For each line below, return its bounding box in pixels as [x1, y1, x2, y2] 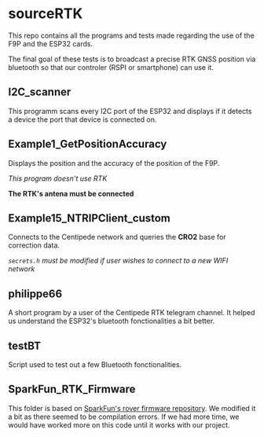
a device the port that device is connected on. [8, 115, 157, 124]
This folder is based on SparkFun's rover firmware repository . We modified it [8, 403, 256, 413]
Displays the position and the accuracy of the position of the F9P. [8, 158, 220, 167]
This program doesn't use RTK [8, 174, 108, 183]
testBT [8, 339, 42, 352]
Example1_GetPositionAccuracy [8, 138, 167, 151]
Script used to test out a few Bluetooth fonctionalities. [8, 360, 182, 369]
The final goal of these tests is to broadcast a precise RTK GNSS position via [8, 54, 256, 64]
